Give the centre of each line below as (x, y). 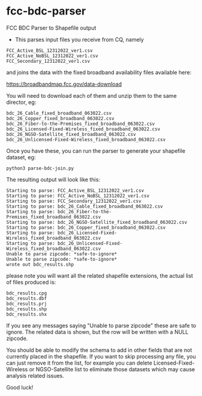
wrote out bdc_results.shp (40, 264)
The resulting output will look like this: (53, 179)
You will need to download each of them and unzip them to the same (91, 95)
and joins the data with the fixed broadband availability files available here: (99, 72)
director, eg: (21, 102)
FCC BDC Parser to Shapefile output (51, 28)
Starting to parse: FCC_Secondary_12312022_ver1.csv (74, 201)
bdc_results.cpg (27, 293)
